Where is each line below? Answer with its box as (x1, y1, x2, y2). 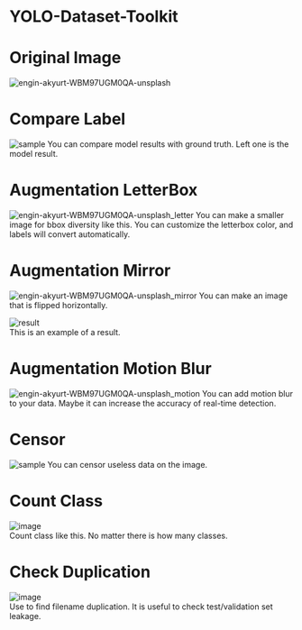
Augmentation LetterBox (9, 180, 198, 200)
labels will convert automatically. (9, 229, 131, 240)
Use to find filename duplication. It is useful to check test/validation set (9, 601, 273, 612)
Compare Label (9, 109, 126, 130)
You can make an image (198, 290, 288, 301)
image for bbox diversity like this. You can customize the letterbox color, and (9, 219, 294, 230)
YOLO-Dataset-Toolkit (9, 6, 178, 27)
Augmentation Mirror (9, 260, 171, 281)
